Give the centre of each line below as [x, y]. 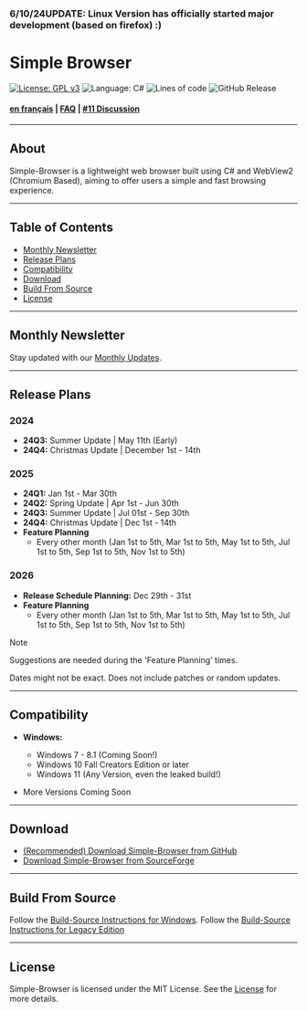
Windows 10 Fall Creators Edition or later [113, 764]
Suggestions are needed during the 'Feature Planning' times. [124, 659]
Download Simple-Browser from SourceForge [108, 860]
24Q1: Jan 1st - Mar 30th [69, 494]
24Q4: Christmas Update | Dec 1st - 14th [99, 522]
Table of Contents [62, 228]
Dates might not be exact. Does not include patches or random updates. [145, 678]
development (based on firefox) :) [86, 25]
